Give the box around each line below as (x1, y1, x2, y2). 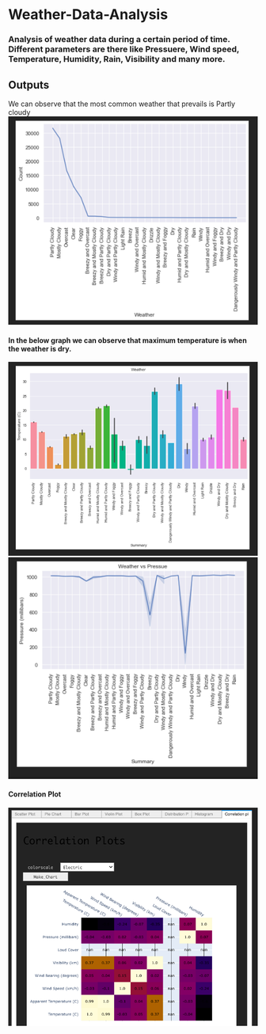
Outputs (8, 78, 50, 92)
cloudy (8, 107, 31, 116)
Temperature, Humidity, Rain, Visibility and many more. (8, 54, 226, 65)
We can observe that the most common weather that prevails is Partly (8, 99, 236, 108)
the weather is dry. (8, 344, 72, 353)
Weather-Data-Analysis (8, 6, 169, 24)
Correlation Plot (8, 789, 62, 799)
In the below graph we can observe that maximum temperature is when (8, 335, 247, 345)
